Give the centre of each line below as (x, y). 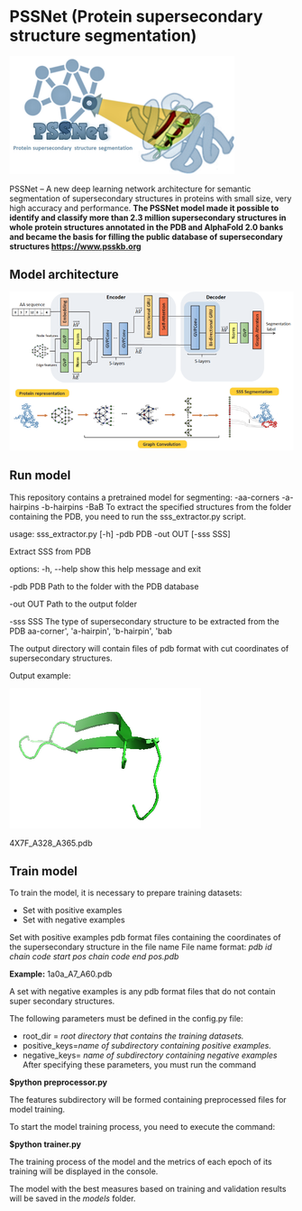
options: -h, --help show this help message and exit (105, 569)
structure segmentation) (103, 36)
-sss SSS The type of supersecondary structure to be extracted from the (144, 621)
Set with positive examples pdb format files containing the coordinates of (145, 938)
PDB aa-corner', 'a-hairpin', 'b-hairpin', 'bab (91, 631)
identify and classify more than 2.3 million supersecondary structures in (148, 217)
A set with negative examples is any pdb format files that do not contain (142, 992)
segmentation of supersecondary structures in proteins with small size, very (151, 198)
